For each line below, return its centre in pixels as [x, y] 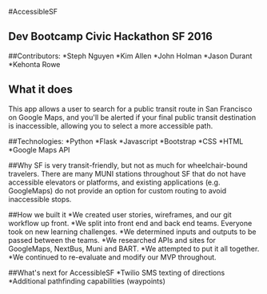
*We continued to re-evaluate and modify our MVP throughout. [113, 257]
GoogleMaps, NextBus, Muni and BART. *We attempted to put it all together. [134, 248]
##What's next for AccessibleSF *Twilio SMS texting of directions [117, 272]
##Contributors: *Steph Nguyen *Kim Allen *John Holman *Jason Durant [130, 56]
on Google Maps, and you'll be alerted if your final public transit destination [132, 117]
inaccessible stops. [40, 199]
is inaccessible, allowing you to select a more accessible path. [111, 125]
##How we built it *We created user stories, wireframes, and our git [120, 214]
